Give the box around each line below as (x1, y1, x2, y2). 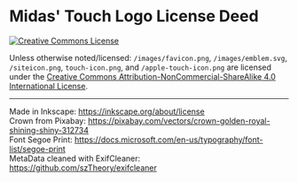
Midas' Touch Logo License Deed (9, 6, 259, 27)
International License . (9, 80, 89, 91)
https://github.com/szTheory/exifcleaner (9, 162, 157, 173)
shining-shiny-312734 (9, 125, 90, 135)
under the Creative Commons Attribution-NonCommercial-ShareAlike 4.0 (9, 71, 277, 81)
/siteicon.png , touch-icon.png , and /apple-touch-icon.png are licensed (9, 62, 272, 72)
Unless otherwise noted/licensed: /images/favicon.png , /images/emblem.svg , (9, 52, 288, 63)
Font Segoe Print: (9, 134, 73, 145)
